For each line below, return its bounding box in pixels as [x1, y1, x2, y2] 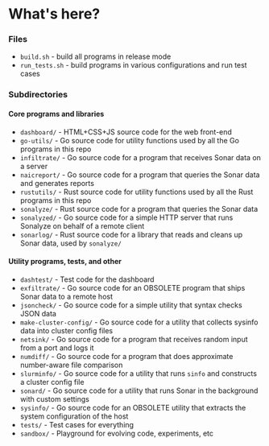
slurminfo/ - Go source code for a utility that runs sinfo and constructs [19, 368, 258, 378]
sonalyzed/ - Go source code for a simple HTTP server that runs [19, 213, 234, 222]
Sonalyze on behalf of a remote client [19, 221, 145, 230]
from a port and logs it [19, 343, 94, 353]
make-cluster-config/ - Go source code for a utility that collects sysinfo [19, 317, 259, 327]
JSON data [19, 308, 56, 318]
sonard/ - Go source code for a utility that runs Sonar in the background [19, 386, 259, 395]
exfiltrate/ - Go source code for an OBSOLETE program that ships [19, 283, 246, 292]
